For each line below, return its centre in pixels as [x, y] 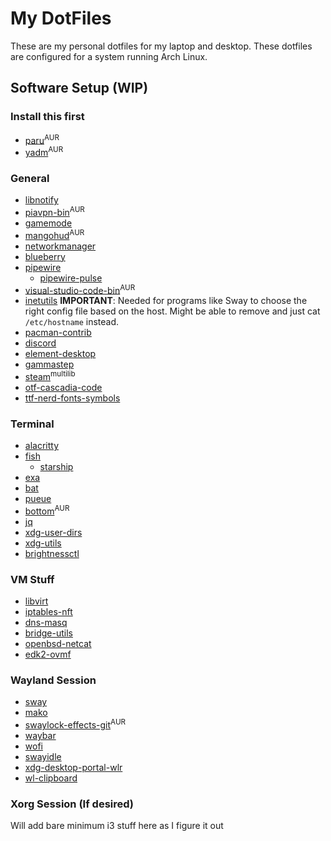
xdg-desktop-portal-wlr [73, 768]
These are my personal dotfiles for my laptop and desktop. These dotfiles [161, 46]
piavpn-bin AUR [54, 211]
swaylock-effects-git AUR [75, 724]
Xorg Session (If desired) [72, 804]
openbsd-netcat [58, 644]
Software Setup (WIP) [79, 88]
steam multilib [50, 375]
